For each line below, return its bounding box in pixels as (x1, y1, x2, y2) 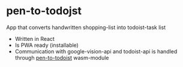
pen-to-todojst (6, 4, 82, 18)
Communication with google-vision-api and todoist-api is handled (14, 47, 178, 55)
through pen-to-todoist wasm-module (14, 54, 109, 61)
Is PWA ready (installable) (14, 42, 79, 49)
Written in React (14, 35, 55, 42)
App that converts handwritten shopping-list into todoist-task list (6, 24, 166, 31)
